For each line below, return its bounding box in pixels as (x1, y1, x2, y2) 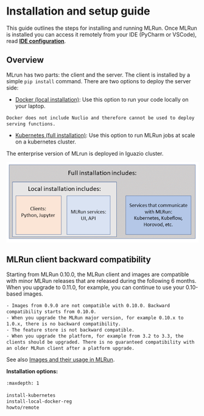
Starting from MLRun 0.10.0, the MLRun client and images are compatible (6, 271, 189, 278)
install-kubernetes (6, 392, 56, 398)
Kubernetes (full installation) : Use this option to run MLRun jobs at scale (15, 131, 195, 139)
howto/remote (6, 404, 40, 411)
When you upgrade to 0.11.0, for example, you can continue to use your (6, 283, 185, 291)
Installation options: (6, 367, 58, 375)
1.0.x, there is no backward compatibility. (6, 321, 121, 327)
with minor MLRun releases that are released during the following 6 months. (6, 277, 197, 284)
